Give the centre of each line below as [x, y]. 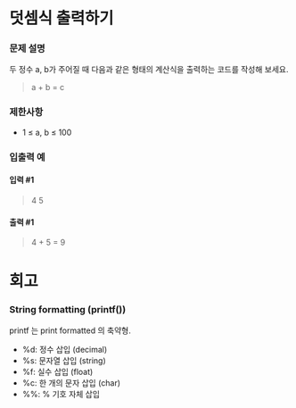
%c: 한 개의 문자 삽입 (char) [71, 383]
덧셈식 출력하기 [62, 18]
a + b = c [48, 87]
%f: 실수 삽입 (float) [58, 371]
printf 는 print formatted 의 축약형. [70, 330]
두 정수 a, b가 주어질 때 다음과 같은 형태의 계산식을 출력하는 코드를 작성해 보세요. [149, 70]
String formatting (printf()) [68, 310]
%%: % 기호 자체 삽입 [61, 394]
